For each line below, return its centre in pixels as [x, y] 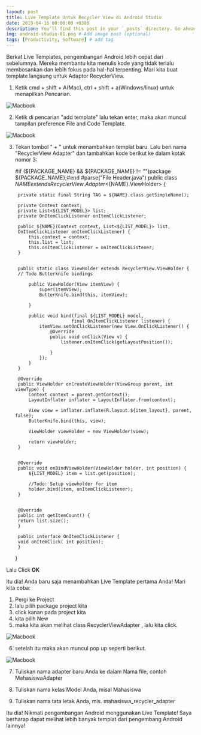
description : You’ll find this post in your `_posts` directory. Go [93, 29]
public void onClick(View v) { [89, 337]
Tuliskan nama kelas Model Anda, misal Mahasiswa [78, 689]
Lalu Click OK [23, 570]
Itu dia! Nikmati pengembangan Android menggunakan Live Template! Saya [99, 713]
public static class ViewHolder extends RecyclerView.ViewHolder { [103, 268]
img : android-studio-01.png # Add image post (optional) [79, 34]
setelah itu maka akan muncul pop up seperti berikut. [80, 648]
